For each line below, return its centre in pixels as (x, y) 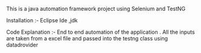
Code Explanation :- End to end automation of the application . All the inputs (101, 32)
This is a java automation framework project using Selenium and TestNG (96, 9)
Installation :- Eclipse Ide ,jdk (42, 20)
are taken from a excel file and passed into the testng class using (87, 38)
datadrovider (22, 45)
